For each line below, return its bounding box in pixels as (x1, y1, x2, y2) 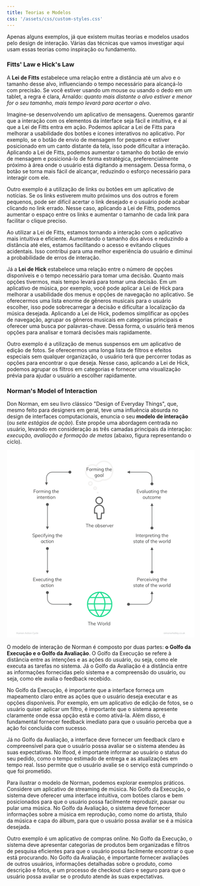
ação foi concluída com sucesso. (7, 725, 88, 732)
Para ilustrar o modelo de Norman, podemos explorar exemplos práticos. (7, 779, 185, 787)
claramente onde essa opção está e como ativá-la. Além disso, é (7, 712, 165, 719)
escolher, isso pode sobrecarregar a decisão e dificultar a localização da (7, 303, 185, 311)
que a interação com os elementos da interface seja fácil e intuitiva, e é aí (7, 117, 187, 124)
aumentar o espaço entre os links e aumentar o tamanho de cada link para (7, 211, 189, 218)
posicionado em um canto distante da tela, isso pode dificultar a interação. (7, 142, 190, 149)
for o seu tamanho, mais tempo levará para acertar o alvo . (7, 99, 151, 107)
